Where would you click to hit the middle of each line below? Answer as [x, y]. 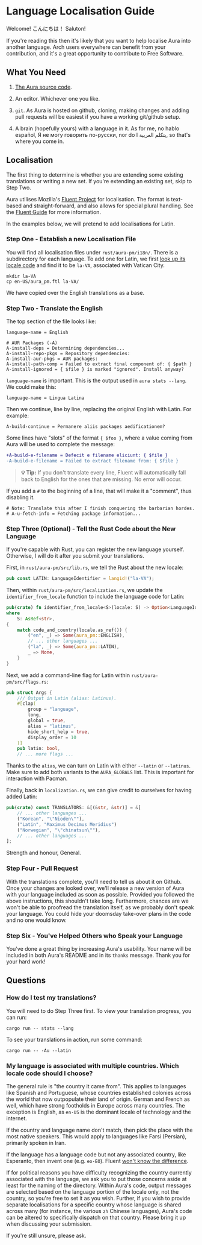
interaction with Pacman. [37, 778]
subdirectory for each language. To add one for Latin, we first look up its [96, 259]
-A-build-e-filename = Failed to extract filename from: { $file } [93, 461]
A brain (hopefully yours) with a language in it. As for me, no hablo [97, 128]
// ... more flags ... [45, 754]
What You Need [36, 73]
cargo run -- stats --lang [40, 1028]
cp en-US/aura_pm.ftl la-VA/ [43, 282]
